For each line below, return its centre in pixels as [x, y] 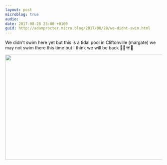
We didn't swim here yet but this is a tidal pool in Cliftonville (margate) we [81, 42]
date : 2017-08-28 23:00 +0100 [37, 24]
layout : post [19, 10]
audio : [12, 19]
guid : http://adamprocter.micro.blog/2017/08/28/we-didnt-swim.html [78, 28]
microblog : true [22, 14]
